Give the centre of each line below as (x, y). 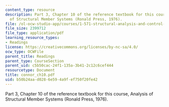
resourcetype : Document (30, 70)
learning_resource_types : (32, 38)
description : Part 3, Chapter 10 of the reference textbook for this (80, 14)
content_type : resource (30, 10)
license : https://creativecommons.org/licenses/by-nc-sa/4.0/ (72, 47)
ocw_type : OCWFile (24, 51)
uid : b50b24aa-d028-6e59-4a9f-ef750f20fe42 (52, 79)
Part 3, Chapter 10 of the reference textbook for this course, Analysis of (79, 93)
